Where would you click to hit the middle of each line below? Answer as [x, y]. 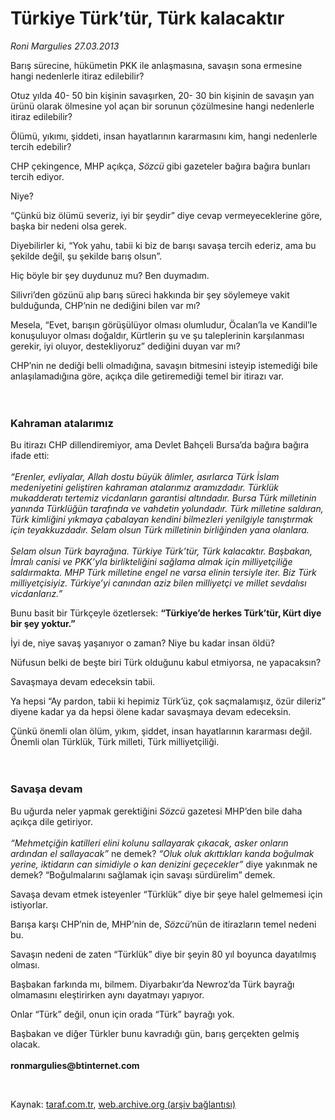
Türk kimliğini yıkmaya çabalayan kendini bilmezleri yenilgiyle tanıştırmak [162, 519]
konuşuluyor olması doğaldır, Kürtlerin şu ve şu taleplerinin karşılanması [157, 335]
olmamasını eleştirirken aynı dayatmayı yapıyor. [107, 994]
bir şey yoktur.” [43, 624]
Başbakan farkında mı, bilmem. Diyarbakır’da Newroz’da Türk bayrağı [152, 984]
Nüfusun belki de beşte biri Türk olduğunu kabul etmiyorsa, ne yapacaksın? [166, 663]
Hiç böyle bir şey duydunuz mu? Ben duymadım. [110, 275]
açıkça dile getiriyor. [51, 821]
